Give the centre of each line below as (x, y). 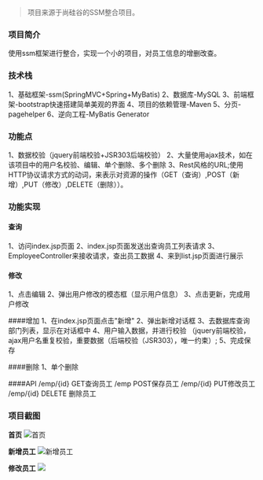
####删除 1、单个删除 (44, 367)
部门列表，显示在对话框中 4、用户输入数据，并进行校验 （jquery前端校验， (129, 330)
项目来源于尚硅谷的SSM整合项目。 (83, 12)
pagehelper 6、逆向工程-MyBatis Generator (79, 114)
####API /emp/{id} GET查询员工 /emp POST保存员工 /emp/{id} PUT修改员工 (132, 384)
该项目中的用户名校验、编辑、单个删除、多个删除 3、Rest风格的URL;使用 (126, 164)
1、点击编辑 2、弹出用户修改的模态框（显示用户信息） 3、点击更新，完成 (126, 294)
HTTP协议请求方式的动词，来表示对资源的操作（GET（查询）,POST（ (121, 174)
